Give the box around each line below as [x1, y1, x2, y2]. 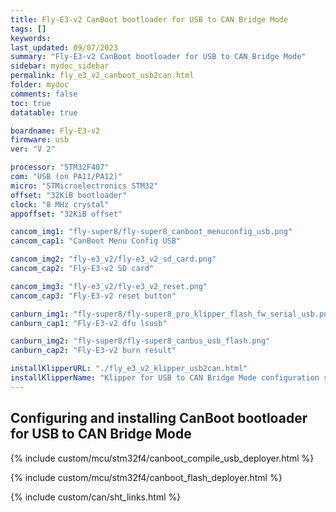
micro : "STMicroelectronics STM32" [10, 181, 159, 191]
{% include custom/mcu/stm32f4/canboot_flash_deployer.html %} [10, 471, 283, 483]
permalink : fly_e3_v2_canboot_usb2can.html [10, 71, 195, 81]
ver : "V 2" [10, 144, 56, 155]
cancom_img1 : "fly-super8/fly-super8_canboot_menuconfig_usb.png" [10, 227, 293, 237]
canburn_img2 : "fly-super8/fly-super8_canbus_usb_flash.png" [10, 336, 271, 346]
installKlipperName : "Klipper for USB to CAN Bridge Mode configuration [10, 373, 320, 383]
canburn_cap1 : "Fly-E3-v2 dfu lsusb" [10, 318, 168, 328]
